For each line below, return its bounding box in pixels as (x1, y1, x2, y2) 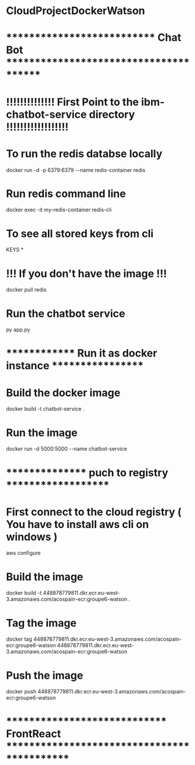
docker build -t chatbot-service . (6, 405, 85, 412)
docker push (6, 688, 37, 695)
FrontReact (6, 727, 61, 740)
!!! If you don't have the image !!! (6, 267, 167, 280)
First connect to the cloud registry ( (6, 505, 182, 519)
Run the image (6, 426, 78, 439)
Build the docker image (6, 386, 121, 400)
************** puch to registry (6, 466, 169, 479)
